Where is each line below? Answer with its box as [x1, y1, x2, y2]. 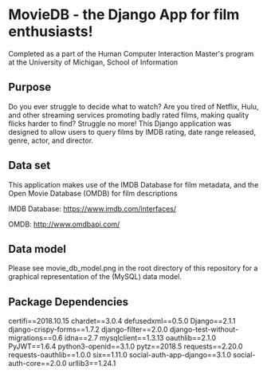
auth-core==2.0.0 [8, 359, 67, 368]
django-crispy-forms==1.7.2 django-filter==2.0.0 [8, 325, 169, 334]
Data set [8, 159, 51, 172]
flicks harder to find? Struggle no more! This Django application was [8, 118, 232, 128]
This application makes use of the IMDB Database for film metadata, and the [8, 179, 259, 189]
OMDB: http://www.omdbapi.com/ [8, 219, 120, 229]
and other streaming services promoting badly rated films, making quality [8, 110, 249, 120]
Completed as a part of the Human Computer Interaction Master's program [8, 49, 254, 58]
